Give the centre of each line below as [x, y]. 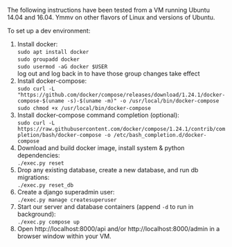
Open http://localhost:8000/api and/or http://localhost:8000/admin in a [118, 229]
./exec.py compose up [48, 222]
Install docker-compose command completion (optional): [98, 115]
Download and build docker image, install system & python [101, 148]
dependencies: [38, 155]
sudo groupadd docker [48, 60]
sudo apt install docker [53, 52]
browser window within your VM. [64, 236]
